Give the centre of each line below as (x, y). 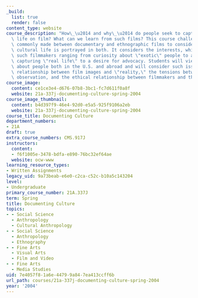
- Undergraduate (26, 187)
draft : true (21, 132)
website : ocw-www (33, 160)
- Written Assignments (34, 171)
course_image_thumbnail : (37, 99)
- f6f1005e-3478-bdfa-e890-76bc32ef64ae (62, 154)
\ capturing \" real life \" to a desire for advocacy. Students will (97, 61)
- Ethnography (29, 242)
